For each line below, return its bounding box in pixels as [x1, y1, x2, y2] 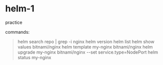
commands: [5, 29, 30, 35]
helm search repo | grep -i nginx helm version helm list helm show [17, 38, 154, 45]
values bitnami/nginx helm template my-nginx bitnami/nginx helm [17, 44, 153, 50]
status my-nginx [17, 54, 51, 60]
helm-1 [5, 3, 35, 14]
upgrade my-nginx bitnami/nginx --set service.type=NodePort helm [17, 49, 158, 55]
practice [5, 19, 23, 25]
